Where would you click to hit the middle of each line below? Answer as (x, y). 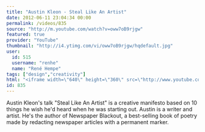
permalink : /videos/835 (37, 23)
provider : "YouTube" (33, 40)
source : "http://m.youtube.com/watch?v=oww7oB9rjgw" (75, 29)
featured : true (26, 35)
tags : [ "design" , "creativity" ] (46, 74)
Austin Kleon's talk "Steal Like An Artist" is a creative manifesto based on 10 (102, 103)
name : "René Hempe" (37, 68)
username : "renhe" (35, 63)
